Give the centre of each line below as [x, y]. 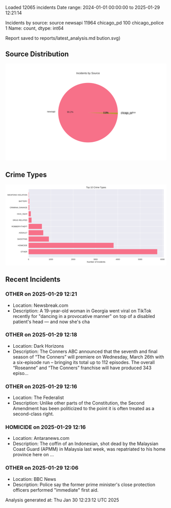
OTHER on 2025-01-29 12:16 [41, 386]
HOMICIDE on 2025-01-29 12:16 [46, 427]
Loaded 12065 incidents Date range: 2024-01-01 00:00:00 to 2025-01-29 [83, 7]
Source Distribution [37, 54]
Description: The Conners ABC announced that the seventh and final [85, 351]
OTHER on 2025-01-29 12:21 [41, 294]
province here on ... [33, 455]
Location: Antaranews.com [41, 438]
